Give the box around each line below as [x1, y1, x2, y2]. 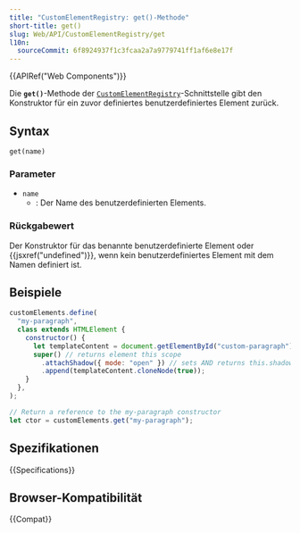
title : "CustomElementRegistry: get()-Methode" [9, 12, 190, 22]
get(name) [9, 146, 46, 156]
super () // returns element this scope [32, 350, 181, 359]
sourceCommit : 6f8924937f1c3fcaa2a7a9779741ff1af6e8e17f [17, 46, 234, 55]
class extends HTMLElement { [17, 325, 126, 335]
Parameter [9, 167, 56, 179]
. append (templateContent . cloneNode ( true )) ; [41, 367, 205, 376]
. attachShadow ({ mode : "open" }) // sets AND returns [41, 358, 246, 367]
